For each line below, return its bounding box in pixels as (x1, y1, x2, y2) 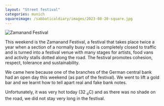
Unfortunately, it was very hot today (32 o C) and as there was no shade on (5, 89, 156, 96)
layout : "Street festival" (5, 7, 60, 12)
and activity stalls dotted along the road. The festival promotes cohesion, (5, 55, 153, 61)
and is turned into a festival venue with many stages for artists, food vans (5, 49, 154, 55)
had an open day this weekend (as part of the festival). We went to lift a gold (5, 74, 160, 81)
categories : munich (5, 12, 45, 17)
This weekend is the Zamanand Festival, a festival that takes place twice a (5, 39, 155, 45)
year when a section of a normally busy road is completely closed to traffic (5, 44, 157, 50)
